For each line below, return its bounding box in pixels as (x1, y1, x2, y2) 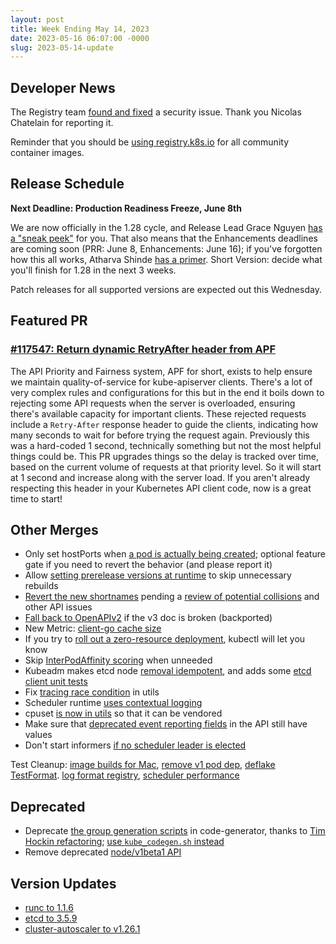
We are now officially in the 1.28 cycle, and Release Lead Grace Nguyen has (10, 221, 323, 233)
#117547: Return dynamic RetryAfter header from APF (10, 342, 276, 356)
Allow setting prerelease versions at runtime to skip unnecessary (24, 569, 292, 581)
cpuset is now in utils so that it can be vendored (24, 707, 223, 720)
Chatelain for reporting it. (10, 117, 114, 129)
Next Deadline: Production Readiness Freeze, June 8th (10, 202, 242, 214)
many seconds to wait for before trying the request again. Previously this (10, 429, 310, 441)
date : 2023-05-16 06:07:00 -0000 (10, 33, 150, 43)
